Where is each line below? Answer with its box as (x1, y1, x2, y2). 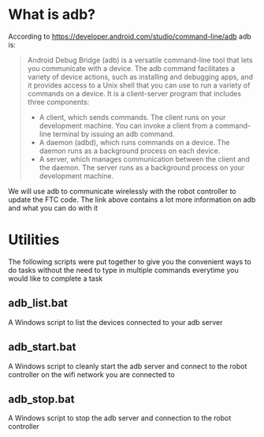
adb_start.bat (8, 341, 76, 354)
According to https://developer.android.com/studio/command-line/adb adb (8, 32, 252, 41)
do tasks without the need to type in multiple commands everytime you (8, 265, 239, 275)
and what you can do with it (8, 203, 99, 212)
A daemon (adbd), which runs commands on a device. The (39, 137, 230, 147)
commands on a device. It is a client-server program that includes (27, 88, 242, 98)
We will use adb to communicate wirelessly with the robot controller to (8, 186, 236, 196)
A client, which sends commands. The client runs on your (39, 112, 226, 121)
